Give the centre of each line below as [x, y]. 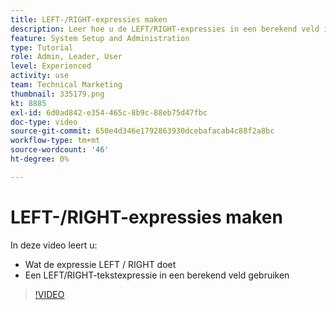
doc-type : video [44, 122]
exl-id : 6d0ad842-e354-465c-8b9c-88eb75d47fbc [109, 112]
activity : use [40, 76]
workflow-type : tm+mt [55, 141]
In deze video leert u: [54, 245]
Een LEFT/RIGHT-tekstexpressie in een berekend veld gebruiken [157, 275]
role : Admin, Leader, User [66, 57]
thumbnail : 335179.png [57, 94]
